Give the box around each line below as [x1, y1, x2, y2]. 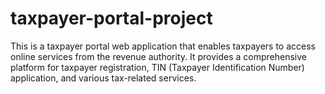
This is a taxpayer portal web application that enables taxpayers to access [10, 40, 316, 52]
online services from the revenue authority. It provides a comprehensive [10, 50, 307, 62]
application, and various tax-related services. [10, 72, 197, 84]
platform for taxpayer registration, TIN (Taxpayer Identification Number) [10, 61, 305, 73]
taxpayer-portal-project [10, 7, 213, 30]
